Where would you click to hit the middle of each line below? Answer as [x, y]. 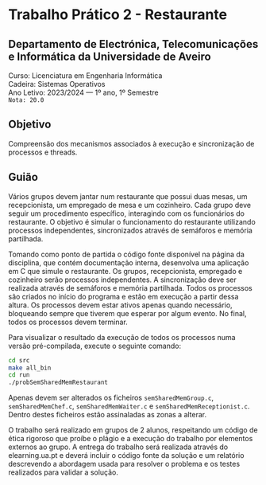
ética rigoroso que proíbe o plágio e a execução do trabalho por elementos [131, 439]
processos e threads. [43, 152]
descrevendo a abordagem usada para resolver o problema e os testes [124, 464]
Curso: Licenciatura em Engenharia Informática [85, 76]
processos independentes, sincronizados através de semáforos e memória [130, 230]
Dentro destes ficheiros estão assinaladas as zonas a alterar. [108, 415]
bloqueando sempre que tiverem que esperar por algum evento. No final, [127, 313]
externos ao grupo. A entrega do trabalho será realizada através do [118, 447]
